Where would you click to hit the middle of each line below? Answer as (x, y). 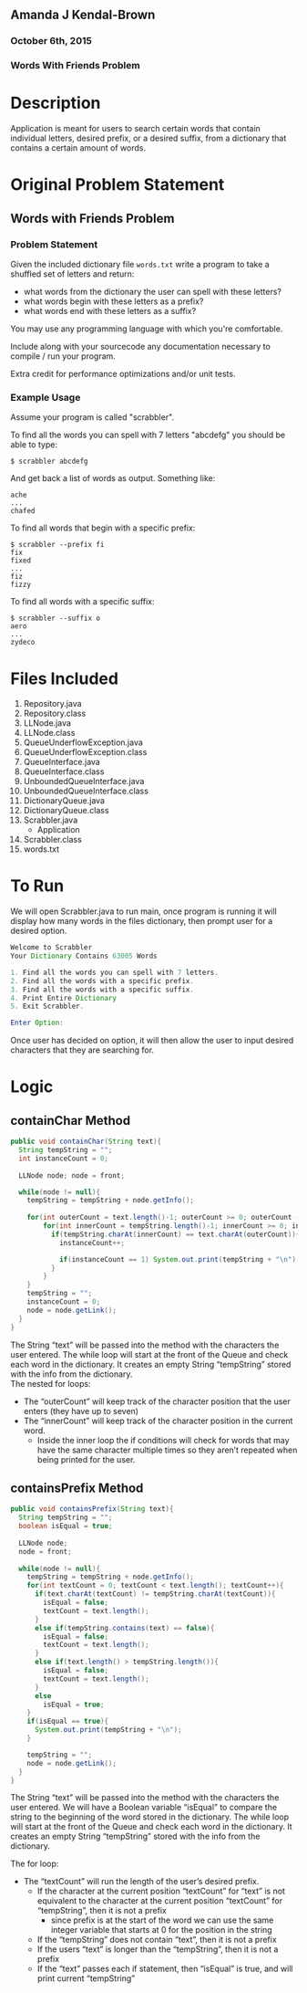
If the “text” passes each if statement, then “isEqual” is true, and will (165, 1969)
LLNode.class (49, 733)
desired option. (39, 931)
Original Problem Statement (118, 185)
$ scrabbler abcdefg (50, 462)
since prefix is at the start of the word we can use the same (162, 1920)
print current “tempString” (86, 1978)
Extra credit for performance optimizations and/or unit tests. (123, 374)
